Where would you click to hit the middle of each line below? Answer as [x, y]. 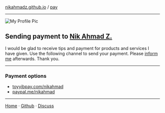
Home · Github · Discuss [29, 106]
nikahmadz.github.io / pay [31, 7]
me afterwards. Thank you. [32, 59]
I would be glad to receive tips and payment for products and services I [77, 48]
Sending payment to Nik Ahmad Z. [59, 36]
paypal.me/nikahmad [33, 92]
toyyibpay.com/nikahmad [38, 87]
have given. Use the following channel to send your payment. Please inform [82, 53]
